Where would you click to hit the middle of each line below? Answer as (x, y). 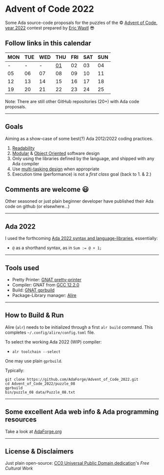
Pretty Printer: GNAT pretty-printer (47, 280)
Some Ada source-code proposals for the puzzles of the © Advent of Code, (81, 23)
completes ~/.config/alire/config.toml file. (50, 332)
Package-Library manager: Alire (44, 295)
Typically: (15, 370)
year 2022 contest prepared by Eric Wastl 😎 (50, 27)
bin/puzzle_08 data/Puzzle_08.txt (40, 392)
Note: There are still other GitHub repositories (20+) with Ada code (72, 101)
